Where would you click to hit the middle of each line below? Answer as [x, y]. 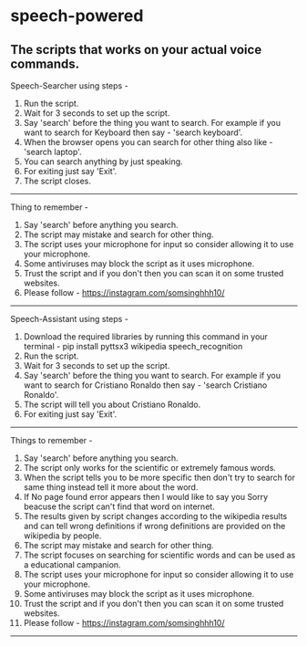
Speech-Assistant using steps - [69, 319]
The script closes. [57, 181]
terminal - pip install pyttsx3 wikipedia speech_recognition [133, 346]
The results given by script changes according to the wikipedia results [155, 516]
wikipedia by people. [62, 536]
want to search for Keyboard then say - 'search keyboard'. [133, 132]
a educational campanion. [72, 565]
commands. [45, 63]
